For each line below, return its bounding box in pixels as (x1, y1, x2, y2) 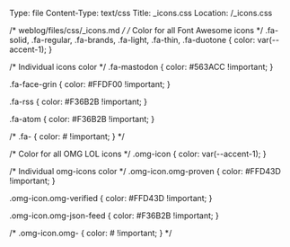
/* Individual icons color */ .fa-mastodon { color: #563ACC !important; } (9, 62, 274, 72)
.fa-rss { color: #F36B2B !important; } (9, 96, 148, 107)
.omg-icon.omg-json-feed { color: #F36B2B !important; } (9, 210, 220, 221)
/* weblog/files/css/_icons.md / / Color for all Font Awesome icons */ (9, 25, 263, 35)
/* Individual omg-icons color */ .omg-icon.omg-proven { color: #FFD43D (9, 166, 281, 176)
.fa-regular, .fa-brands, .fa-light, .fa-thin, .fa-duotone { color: (31, 35, 256, 45)
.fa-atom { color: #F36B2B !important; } (9, 114, 155, 124)
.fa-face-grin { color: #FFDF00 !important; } (9, 79, 171, 89)
